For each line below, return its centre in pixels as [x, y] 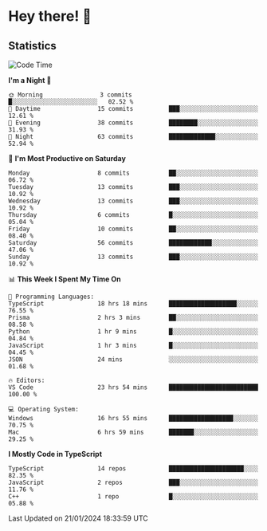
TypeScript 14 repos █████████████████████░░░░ [133, 469]
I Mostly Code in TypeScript [55, 454]
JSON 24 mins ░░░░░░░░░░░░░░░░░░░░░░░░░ [133, 360]
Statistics [33, 46]
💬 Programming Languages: [51, 297]
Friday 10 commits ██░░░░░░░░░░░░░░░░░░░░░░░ [133, 229]
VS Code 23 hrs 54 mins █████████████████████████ [133, 387]
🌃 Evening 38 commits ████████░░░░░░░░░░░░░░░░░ [133, 123]
